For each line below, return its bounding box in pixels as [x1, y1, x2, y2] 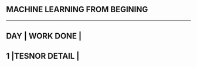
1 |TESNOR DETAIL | [6, 51, 80, 61]
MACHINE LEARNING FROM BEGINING [6, 5, 148, 15]
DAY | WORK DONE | [6, 31, 82, 41]
